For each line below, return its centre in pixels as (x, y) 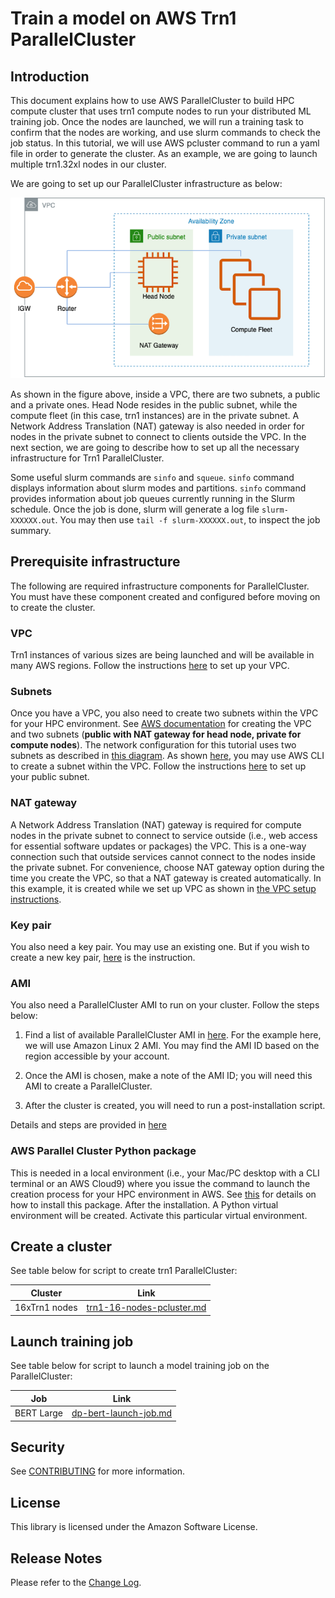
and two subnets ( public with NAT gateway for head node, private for (156, 734)
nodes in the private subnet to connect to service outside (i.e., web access (164, 835)
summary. (31, 530)
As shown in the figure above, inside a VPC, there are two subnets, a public (165, 394)
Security (37, 1447)
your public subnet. (50, 777)
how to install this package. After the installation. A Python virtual (144, 1204)
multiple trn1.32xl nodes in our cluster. (88, 164)
